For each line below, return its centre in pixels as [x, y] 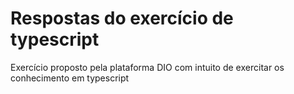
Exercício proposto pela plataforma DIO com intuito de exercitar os [147, 67]
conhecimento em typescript [70, 78]
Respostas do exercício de [122, 18]
